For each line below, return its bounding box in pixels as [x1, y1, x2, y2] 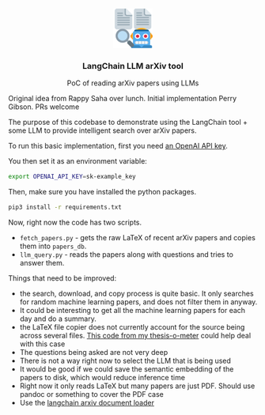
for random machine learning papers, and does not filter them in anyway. [19, 297, 258, 307]
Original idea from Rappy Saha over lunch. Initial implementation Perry [8, 94, 237, 104]
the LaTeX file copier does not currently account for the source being [19, 323, 245, 332]
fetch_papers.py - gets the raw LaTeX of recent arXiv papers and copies [19, 233, 256, 243]
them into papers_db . [19, 241, 87, 251]
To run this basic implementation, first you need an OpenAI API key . [8, 141, 228, 151]
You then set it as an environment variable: [8, 157, 148, 166]
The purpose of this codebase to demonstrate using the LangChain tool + [8, 118, 248, 127]
